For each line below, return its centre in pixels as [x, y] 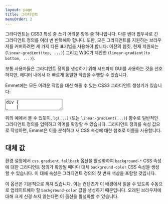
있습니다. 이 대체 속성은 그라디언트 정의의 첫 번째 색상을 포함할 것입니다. [86, 173]
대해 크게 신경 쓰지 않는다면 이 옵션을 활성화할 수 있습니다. [62, 196]
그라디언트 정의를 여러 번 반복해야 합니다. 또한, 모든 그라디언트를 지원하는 [77, 40]
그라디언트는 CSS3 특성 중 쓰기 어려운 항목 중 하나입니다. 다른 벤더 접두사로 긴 [82, 34]
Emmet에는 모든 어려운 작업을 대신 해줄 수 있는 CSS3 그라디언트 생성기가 [77, 85]
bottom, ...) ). [20, 58]
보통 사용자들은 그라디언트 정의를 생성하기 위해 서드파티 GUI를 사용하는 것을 [79, 68]
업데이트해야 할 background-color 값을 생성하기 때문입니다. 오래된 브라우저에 [86, 190]
